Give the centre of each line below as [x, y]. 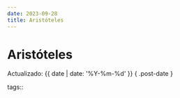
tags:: [15, 87]
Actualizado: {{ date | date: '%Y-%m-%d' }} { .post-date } [90, 74]
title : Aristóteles [36, 20]
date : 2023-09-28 [32, 14]
